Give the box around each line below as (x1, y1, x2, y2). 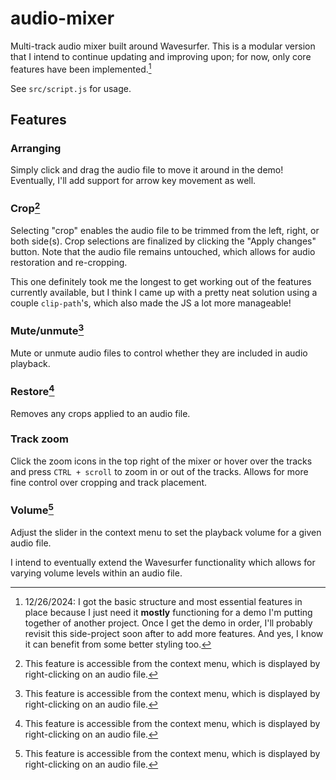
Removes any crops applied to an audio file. (10, 407, 191, 419)
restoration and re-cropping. (10, 257, 128, 269)
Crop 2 (10, 200, 41, 216)
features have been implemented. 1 (10, 61, 152, 75)
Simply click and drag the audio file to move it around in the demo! (10, 164, 284, 176)
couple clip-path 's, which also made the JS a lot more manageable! (10, 297, 292, 309)
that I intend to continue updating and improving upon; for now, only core (10, 50, 312, 62)
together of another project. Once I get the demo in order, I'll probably (24, 617, 313, 629)
